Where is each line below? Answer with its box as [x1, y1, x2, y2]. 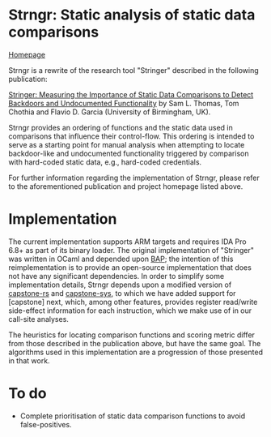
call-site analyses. [8, 314, 69, 323]
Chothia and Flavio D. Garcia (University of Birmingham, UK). [8, 107, 211, 117]
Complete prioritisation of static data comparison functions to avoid [19, 411, 246, 421]
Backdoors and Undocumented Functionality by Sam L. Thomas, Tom [8, 98, 239, 108]
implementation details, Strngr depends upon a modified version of [8, 280, 232, 289]
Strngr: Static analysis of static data [8, 6, 256, 24]
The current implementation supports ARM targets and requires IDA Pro [8, 237, 247, 246]
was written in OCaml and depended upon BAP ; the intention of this [8, 254, 234, 263]
